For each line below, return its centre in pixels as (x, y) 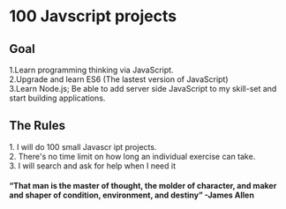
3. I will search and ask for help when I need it (93, 166)
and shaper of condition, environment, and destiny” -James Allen (132, 195)
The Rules (38, 126)
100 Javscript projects (93, 16)
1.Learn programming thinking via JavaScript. (91, 70)
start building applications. (57, 98)
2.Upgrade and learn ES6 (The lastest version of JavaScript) (119, 79)
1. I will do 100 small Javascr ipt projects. (83, 146)
